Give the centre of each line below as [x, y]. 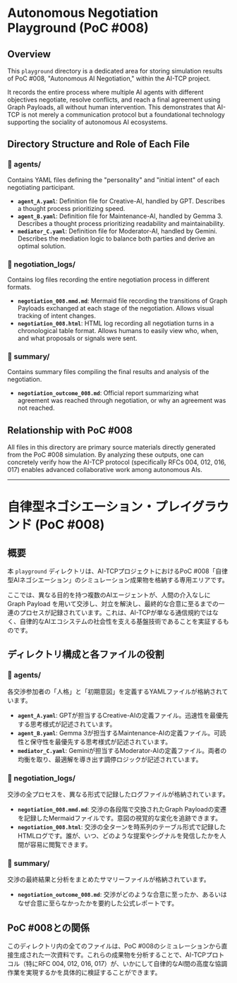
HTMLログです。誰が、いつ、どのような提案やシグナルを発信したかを [119, 836]
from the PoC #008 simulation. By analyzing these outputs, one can [106, 455]
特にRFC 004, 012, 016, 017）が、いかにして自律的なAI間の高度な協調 [127, 964]
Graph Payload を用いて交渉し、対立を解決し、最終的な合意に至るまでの [113, 604]
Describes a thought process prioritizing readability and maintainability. [121, 223]
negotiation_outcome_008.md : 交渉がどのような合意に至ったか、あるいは [122, 895]
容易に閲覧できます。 [61, 845]
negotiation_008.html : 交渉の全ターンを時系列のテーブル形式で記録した [122, 827]
